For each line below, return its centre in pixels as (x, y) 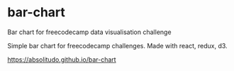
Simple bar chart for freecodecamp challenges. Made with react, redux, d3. (118, 45)
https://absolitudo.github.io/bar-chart (62, 59)
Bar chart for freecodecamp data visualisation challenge (89, 32)
